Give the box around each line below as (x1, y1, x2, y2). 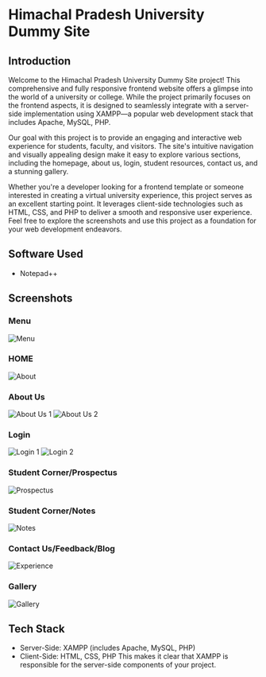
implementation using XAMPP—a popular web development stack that (23, 109, 254, 119)
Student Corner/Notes (8, 505, 96, 516)
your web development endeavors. (8, 224, 122, 234)
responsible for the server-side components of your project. (19, 660, 217, 670)
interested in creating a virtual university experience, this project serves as (8, 191, 253, 200)
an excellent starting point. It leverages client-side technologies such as (8, 199, 244, 208)
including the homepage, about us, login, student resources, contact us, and (8, 158, 258, 168)
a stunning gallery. (8, 167, 69, 176)
